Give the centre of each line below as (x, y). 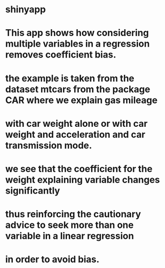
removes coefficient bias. (61, 55)
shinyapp (26, 9)
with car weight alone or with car (76, 123)
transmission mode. (49, 145)
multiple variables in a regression (78, 44)
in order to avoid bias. (53, 260)
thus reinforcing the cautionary (73, 214)
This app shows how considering (77, 33)
